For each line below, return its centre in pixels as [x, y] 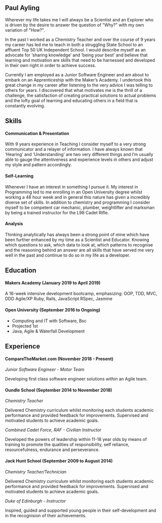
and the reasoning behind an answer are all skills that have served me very [80, 250]
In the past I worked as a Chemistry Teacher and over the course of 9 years [80, 39]
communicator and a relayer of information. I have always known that [74, 149]
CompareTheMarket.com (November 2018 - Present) [59, 359]
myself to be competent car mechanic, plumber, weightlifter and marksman [80, 207]
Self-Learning [19, 176]
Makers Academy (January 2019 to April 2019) [53, 283]
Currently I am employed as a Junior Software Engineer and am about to [77, 74]
